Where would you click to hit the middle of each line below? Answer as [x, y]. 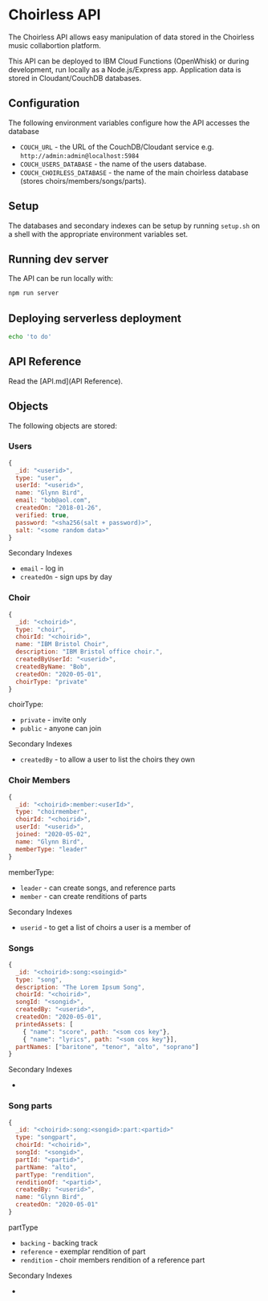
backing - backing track [59, 1242]
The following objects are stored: [63, 425]
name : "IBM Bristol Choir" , [63, 644]
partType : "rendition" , [55, 1175]
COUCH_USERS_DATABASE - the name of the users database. [113, 164]
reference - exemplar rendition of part [83, 1251]
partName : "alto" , [47, 1167]
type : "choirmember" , [52, 812]
